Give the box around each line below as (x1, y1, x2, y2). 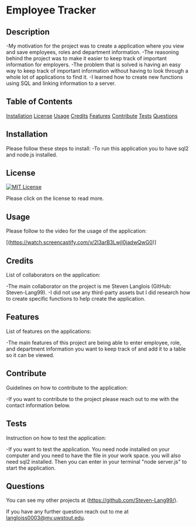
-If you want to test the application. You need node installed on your (6, 446, 170, 453)
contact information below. (6, 402, 71, 409)
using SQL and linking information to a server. (6, 80, 116, 87)
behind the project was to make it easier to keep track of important (6, 55, 167, 62)
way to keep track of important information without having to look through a (6, 67, 188, 74)
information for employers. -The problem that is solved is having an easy (6, 61, 181, 68)
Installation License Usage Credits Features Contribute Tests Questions (6, 112, 178, 119)
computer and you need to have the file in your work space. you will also (6, 452, 181, 459)
